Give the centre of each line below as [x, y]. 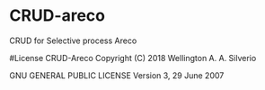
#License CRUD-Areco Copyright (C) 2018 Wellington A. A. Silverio [133, 58]
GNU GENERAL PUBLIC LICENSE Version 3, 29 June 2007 [117, 75]
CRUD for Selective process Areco [73, 40]
